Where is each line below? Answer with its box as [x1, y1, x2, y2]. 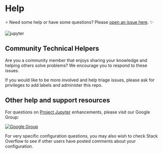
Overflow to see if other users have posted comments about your [5, 138, 136, 144]
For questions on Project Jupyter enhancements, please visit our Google [5, 109, 150, 115]
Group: [5, 114, 19, 120]
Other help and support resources [5, 96, 110, 105]
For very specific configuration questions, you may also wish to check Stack [5, 133, 158, 139]
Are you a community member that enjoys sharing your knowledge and [5, 57, 147, 63]
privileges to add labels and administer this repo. [5, 82, 103, 88]
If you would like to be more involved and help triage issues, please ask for [5, 77, 155, 83]
